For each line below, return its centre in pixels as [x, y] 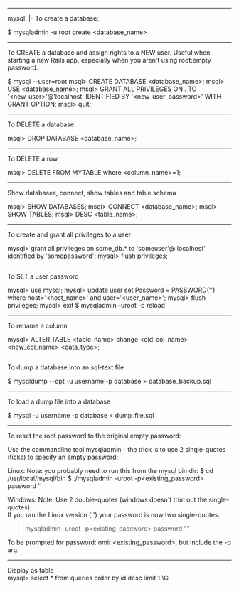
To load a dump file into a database [59, 401]
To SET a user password [43, 276]
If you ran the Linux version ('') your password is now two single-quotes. [114, 515]
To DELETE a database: [42, 124]
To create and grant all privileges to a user [69, 234]
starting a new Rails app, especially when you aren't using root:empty [109, 60]
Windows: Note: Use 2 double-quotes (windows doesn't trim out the [107, 499]
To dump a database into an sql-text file [66, 367]
